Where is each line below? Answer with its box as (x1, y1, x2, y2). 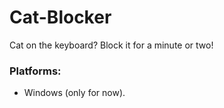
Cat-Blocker (9, 6, 112, 29)
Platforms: (9, 64, 62, 78)
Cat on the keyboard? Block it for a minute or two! (9, 39, 214, 51)
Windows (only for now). (23, 87, 126, 99)
